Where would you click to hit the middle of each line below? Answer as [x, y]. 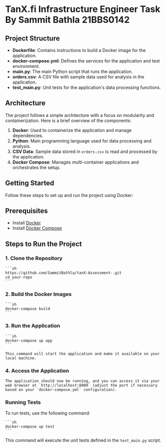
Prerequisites [26, 211]
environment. [26, 66]
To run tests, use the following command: [48, 413]
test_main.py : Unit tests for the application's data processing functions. [86, 87]
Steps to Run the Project [44, 244]
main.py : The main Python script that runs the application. [72, 71]
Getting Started [30, 183]
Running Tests [23, 402]
